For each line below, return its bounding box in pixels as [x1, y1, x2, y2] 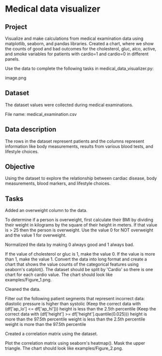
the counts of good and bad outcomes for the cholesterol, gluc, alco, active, [5, 46, 156, 51]
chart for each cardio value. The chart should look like [5, 272, 113, 277]
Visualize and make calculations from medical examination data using [5, 35, 144, 41]
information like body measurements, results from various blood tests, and [5, 143, 153, 149]
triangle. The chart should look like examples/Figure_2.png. [5, 345, 123, 351]
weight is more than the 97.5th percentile [5, 322, 86, 327]
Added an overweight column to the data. [5, 208, 88, 213]
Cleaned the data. [5, 286, 41, 292]
